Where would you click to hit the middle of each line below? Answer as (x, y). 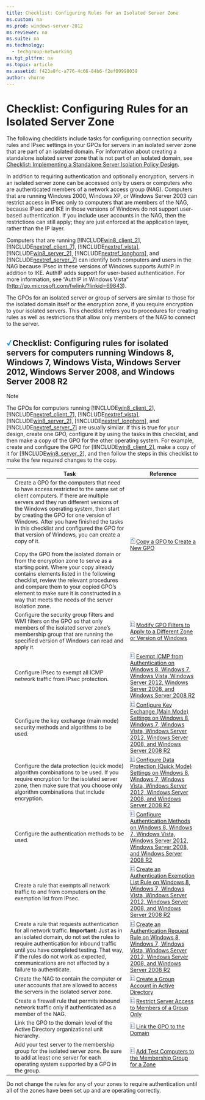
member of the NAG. (40, 1014)
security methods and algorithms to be (63, 727)
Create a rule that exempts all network (62, 885)
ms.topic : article (30, 64)
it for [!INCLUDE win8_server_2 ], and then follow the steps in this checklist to (102, 454)
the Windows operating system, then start (67, 508)
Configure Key (154, 705)
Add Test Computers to (165, 1051)
